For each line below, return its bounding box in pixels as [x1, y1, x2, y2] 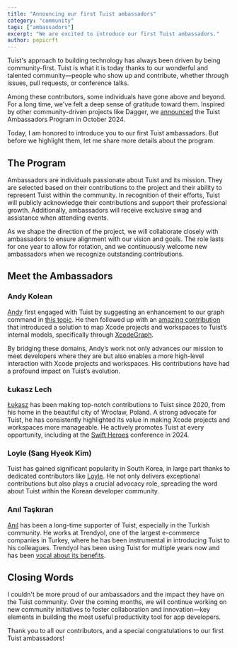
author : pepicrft [7, 37, 59, 44]
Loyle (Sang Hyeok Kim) [7, 448, 92, 458]
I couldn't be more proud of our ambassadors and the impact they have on [7, 590, 225, 599]
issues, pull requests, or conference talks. [7, 79, 129, 87]
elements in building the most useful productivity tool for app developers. [7, 613, 221, 621]
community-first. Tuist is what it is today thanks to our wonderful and [7, 64, 209, 72]
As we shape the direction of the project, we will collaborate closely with [7, 227, 219, 235]
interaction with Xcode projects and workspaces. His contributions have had [7, 359, 230, 367]
